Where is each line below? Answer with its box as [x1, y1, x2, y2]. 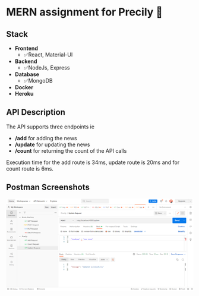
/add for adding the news [14, 134, 77, 141]
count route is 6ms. [6, 165, 53, 172]
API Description [6, 107, 65, 118]
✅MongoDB [23, 77, 53, 84]
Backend [14, 58, 37, 65]
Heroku [14, 90, 34, 97]
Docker [14, 84, 34, 91]
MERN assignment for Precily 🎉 [6, 5, 163, 19]
